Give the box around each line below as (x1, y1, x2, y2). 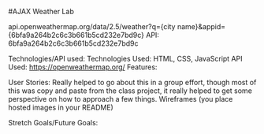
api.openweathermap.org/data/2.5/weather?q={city (8, 22, 176, 31)
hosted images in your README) (8, 102, 114, 112)
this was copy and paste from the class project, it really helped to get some (8, 86, 252, 95)
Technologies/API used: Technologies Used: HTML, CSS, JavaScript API (8, 54, 243, 63)
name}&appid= (177, 22, 226, 31)
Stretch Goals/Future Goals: (8, 118, 99, 127)
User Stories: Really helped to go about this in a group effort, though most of (8, 78, 257, 87)
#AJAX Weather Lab (8, 7, 75, 16)
